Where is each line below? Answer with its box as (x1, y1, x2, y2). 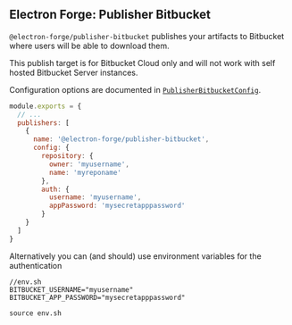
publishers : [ (17, 118, 70, 128)
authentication (9, 260, 63, 271)
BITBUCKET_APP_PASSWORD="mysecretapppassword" (9, 293, 186, 302)
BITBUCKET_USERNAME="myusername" (9, 285, 134, 294)
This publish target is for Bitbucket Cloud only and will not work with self (9, 57, 276, 68)
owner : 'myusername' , (48, 160, 129, 169)
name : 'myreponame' (48, 168, 122, 177)
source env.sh (9, 308, 63, 318)
